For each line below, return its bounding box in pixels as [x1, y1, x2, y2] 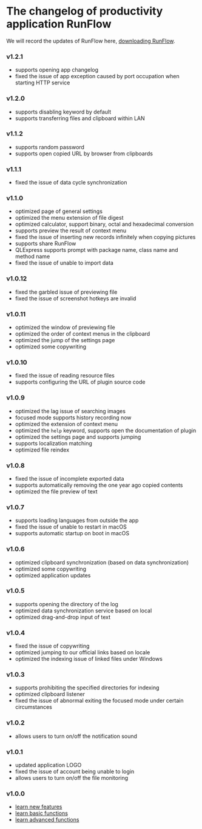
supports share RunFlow [15, 240, 76, 247]
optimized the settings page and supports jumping [15, 433, 141, 441]
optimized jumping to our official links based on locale [15, 649, 150, 656]
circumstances [15, 703, 53, 711]
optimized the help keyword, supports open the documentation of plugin [15, 427, 197, 434]
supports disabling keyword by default [15, 108, 112, 115]
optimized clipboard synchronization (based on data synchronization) [15, 558, 189, 566]
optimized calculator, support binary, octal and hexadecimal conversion [15, 220, 194, 228]
